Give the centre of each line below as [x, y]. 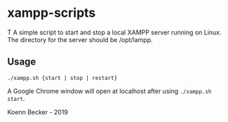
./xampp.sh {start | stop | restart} [62, 78]
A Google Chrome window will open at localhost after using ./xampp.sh [109, 91]
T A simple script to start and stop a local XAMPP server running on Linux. [115, 32]
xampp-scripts [52, 13]
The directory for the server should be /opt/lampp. [80, 39]
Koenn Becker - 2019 [38, 112]
